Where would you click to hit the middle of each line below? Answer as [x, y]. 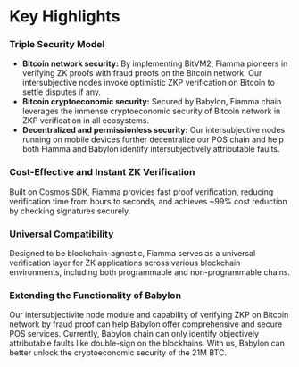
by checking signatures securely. [70, 211]
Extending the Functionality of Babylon [95, 295]
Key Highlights [65, 17]
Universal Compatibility [62, 234]
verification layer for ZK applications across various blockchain [125, 263]
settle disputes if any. [61, 92]
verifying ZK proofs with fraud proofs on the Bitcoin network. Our [142, 73]
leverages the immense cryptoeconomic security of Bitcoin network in [151, 111]
